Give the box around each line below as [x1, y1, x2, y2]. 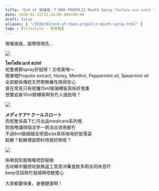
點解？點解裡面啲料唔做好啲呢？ [5, 137, 71, 143]
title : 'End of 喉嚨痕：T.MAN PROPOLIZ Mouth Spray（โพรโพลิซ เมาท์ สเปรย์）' [5, 7, 156, 13]
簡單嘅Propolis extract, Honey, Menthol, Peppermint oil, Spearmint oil [5, 73, 149, 79]
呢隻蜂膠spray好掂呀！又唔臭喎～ [5, 67, 74, 73]
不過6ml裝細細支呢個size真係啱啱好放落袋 [5, 131, 92, 137]
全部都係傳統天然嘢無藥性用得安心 [5, 79, 76, 85]
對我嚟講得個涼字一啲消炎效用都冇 [5, 124, 76, 131]
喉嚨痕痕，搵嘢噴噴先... [5, 41, 54, 47]
